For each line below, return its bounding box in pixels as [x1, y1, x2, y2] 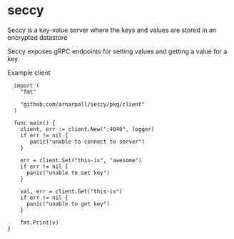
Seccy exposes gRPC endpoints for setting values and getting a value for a [7, 47, 228, 55]
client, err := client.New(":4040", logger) [20, 125, 155, 133]
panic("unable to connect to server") [29, 138, 145, 145]
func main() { [14, 119, 56, 127]
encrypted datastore [7, 33, 68, 41]
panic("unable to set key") [26, 169, 111, 176]
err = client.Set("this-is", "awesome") [20, 156, 142, 164]
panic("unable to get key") [26, 200, 111, 208]
